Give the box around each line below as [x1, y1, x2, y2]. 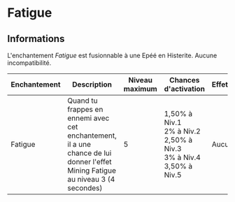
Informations [7, 33, 65, 45]
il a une [67, 140, 92, 149]
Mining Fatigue [67, 166, 117, 175]
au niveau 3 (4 [67, 175, 115, 184]
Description [72, 80, 112, 89]
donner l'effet [67, 157, 112, 166]
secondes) [67, 183, 103, 193]
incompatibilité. [7, 59, 52, 67]
